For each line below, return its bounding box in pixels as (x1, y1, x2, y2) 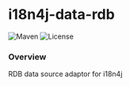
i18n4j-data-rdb (8, 6, 115, 24)
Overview (8, 51, 47, 62)
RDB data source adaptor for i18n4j (8, 69, 123, 79)
